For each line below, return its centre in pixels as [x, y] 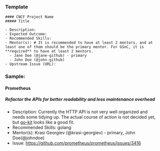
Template [17, 7]
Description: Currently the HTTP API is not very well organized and [80, 112]
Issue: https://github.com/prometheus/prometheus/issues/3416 [77, 143]
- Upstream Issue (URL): [31, 64]
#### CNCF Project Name [30, 17]
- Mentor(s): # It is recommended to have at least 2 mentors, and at [79, 43]
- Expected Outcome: [26, 34]
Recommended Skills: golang [42, 127]
